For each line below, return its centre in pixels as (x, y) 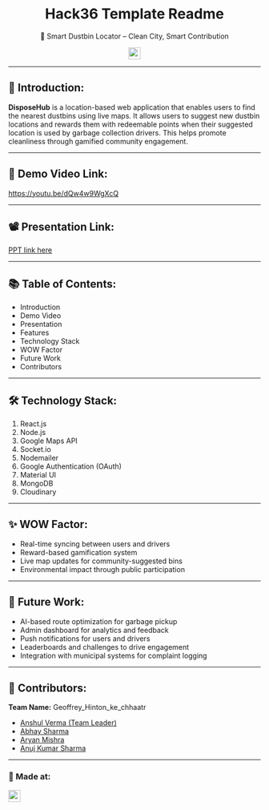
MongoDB (36, 483)
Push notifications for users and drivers (85, 639)
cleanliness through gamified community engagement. (98, 141)
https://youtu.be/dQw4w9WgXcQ (63, 193)
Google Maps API (48, 441)
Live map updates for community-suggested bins (101, 561)
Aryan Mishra (42, 740)
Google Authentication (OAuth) (71, 466)
